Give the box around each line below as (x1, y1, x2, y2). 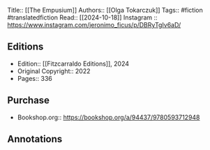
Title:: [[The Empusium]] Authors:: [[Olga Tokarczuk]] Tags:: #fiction (7, 6, 204, 14)
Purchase (7, 94, 50, 107)
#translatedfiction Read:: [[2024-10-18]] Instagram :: (7, 13, 158, 22)
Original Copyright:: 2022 (17, 66, 91, 75)
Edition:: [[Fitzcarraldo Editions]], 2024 (17, 59, 130, 68)
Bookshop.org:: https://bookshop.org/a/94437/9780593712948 (17, 113, 200, 121)
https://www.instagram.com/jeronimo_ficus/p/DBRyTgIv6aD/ (7, 21, 181, 29)
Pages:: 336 (17, 74, 52, 82)
